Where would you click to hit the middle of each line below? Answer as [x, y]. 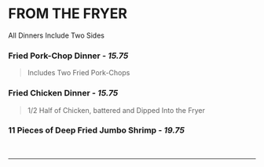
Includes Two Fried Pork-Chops [79, 73]
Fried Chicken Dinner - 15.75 [63, 93]
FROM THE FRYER [68, 14]
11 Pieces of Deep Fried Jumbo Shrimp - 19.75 [96, 130]
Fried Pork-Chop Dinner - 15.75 [68, 56]
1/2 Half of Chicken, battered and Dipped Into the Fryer [116, 110]
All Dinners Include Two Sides [56, 35]
